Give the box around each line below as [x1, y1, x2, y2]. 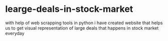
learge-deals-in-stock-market [5, 3, 133, 15]
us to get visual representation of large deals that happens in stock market [5, 25, 159, 31]
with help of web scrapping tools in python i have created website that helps [5, 20, 163, 26]
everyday [5, 30, 25, 36]
